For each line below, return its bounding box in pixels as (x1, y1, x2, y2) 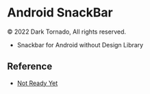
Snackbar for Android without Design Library (16, 40, 144, 49)
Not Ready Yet (16, 79, 58, 87)
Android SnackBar (7, 5, 113, 21)
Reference (7, 60, 53, 73)
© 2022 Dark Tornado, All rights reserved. (7, 27, 127, 36)
